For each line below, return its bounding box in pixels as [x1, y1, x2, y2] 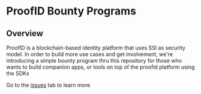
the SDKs [6, 70, 29, 77]
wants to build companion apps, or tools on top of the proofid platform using [6, 63, 195, 70]
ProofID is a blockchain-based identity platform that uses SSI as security [6, 44, 186, 51]
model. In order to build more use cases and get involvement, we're [6, 51, 173, 58]
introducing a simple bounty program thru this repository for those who [6, 57, 182, 64]
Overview [6, 28, 44, 39]
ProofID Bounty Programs [6, 4, 137, 18]
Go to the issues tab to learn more [6, 81, 91, 89]
